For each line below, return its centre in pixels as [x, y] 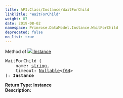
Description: [18, 90]
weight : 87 [16, 19]
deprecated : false [24, 32]
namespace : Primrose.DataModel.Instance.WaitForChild [62, 28]
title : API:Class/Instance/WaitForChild [47, 10]
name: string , [33, 66]
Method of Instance [28, 51]
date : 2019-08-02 [23, 23]
